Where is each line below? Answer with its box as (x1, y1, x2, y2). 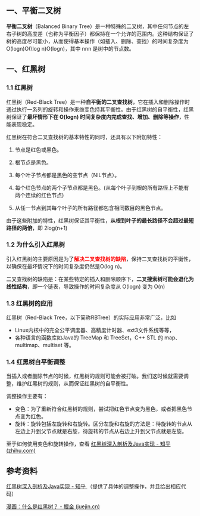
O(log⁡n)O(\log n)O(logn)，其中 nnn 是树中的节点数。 (6, 45, 135, 52)
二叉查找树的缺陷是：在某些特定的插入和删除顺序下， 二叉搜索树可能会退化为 (6, 275, 194, 282)
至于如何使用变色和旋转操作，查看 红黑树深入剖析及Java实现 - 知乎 (6, 440, 171, 447)
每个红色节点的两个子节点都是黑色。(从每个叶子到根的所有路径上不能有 (14, 184, 189, 191)
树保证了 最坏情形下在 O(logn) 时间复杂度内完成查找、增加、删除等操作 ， (6, 113, 185, 120)
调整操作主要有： (6, 393, 48, 400)
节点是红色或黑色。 (14, 146, 62, 153)
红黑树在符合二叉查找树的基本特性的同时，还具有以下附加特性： (6, 133, 162, 140)
